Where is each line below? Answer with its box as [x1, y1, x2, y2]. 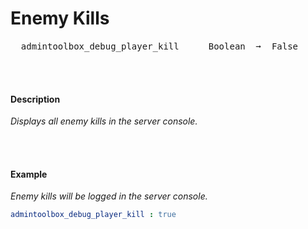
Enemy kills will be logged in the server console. [10, 190, 208, 202]
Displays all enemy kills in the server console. [10, 115, 198, 127]
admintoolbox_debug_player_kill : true [10, 210, 177, 220]
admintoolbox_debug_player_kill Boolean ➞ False [20, 40, 299, 52]
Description [10, 93, 61, 105]
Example [10, 168, 48, 180]
